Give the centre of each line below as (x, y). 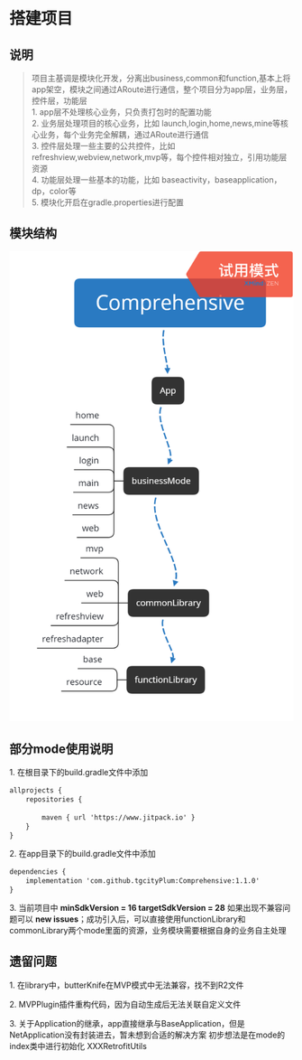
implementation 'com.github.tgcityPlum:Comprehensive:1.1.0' (142, 881)
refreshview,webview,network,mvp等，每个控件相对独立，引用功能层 (159, 157)
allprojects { (36, 791)
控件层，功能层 (59, 101)
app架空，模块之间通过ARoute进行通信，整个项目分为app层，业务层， (162, 89)
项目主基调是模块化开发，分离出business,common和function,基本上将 (161, 78)
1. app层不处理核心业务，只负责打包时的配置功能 (121, 112)
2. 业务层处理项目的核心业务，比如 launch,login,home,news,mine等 (156, 123)
